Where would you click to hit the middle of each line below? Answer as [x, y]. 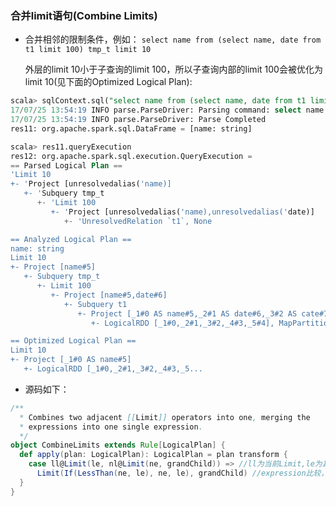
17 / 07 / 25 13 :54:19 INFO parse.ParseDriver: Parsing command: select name [167, 110]
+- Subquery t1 [95, 304]
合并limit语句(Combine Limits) [84, 15]
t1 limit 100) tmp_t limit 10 [88, 50]
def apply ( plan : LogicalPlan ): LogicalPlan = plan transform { [153, 455]
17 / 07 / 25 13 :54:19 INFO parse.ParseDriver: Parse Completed [138, 120]
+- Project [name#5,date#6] [109, 295]
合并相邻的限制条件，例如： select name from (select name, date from [173, 39]
